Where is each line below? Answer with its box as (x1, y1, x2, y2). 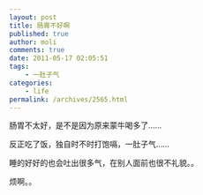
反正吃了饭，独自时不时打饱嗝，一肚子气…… (9, 139, 170, 150)
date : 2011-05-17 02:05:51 (9, 54, 109, 63)
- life (25, 86, 49, 95)
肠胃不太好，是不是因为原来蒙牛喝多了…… (9, 120, 162, 131)
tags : (9, 63, 29, 71)
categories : (9, 79, 53, 87)
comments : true (9, 46, 65, 55)
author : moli (9, 37, 57, 47)
